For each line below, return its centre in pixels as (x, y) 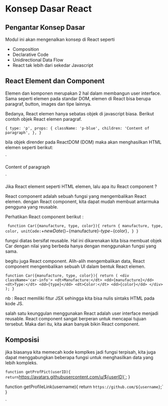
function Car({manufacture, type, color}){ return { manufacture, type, (85, 226)
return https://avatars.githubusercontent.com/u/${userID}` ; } (68, 377)
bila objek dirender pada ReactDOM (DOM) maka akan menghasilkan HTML (83, 142)
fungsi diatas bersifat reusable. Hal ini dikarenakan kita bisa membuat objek (83, 240)
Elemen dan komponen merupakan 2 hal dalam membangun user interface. (83, 93)
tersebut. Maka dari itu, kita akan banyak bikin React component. (72, 324)
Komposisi (22, 340)
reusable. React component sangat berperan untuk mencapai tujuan (76, 318)
